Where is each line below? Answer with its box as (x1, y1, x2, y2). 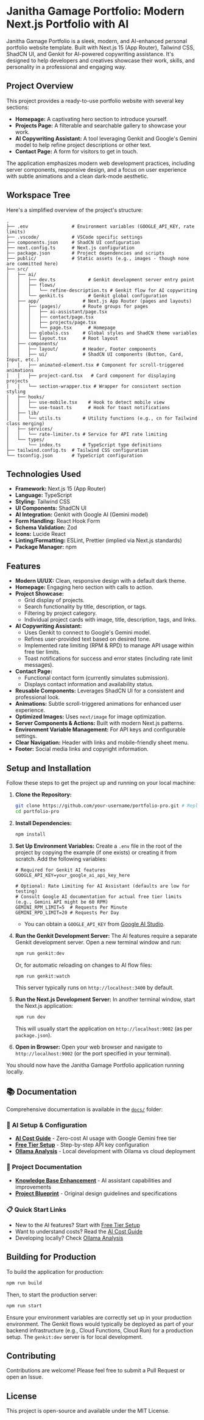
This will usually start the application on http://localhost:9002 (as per (15, 1025, 193, 1033)
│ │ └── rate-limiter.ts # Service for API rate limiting (6, 431, 167, 437)
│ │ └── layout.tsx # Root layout (6, 335, 119, 342)
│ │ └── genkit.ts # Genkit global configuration (6, 292, 167, 299)
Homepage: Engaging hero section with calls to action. (15, 583, 153, 591)
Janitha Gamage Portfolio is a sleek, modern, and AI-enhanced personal (6, 37, 188, 44)
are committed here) (6, 261, 59, 267)
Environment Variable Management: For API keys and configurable (15, 726, 186, 733)
